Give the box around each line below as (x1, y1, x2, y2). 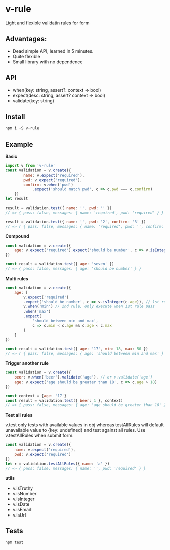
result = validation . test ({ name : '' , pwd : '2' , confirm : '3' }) (5, 219, 146, 224)
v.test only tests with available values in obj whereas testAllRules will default (5, 422, 164, 428)
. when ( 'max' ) (23, 309, 51, 314)
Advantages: (5, 35, 47, 43)
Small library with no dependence (12, 59, 83, 65)
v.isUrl (12, 512, 26, 518)
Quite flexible (12, 53, 40, 59)
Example (5, 140, 33, 149)
